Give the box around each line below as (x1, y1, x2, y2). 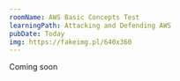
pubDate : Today (9, 29, 65, 38)
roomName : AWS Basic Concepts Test (9, 12, 140, 22)
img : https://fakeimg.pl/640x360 (9, 37, 132, 47)
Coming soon (9, 62, 58, 72)
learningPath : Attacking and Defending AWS (9, 21, 172, 30)
